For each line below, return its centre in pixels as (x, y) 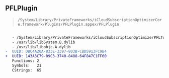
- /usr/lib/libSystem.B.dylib (44, 42)
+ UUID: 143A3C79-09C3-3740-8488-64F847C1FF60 (56, 56)
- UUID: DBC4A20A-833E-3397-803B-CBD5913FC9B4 (56, 52)
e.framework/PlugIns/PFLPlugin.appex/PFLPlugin (68, 24)
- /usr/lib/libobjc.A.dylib (41, 47)
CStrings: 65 (27, 70)
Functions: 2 (25, 61)
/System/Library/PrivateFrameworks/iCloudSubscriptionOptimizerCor (90, 20)
